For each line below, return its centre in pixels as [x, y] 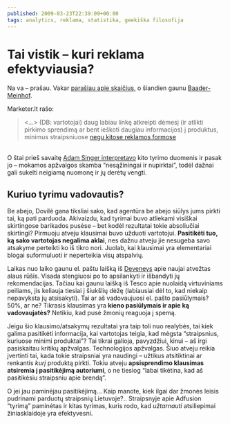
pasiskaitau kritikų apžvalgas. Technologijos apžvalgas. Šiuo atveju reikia [111, 348]
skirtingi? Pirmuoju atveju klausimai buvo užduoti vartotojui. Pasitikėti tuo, [113, 233]
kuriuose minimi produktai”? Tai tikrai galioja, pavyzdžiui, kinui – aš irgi [107, 341]
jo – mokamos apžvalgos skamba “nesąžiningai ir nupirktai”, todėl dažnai [111, 165]
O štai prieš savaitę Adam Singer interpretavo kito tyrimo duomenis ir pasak [115, 158]
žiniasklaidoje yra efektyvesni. [50, 414]
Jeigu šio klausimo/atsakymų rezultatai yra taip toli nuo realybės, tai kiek [110, 326]
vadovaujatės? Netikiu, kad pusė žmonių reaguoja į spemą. [92, 313]
